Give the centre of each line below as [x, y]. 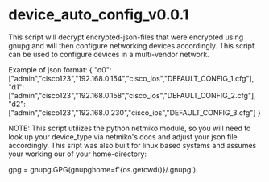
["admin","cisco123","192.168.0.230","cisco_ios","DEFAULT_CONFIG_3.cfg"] [132, 112]
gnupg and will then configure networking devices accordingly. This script [132, 45]
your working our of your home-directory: [78, 154]
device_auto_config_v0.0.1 [99, 15]
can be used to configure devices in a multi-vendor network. [109, 54]
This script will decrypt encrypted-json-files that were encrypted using [126, 37]
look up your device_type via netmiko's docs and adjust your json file [123, 136]
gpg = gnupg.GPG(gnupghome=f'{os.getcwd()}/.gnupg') [102, 169]
